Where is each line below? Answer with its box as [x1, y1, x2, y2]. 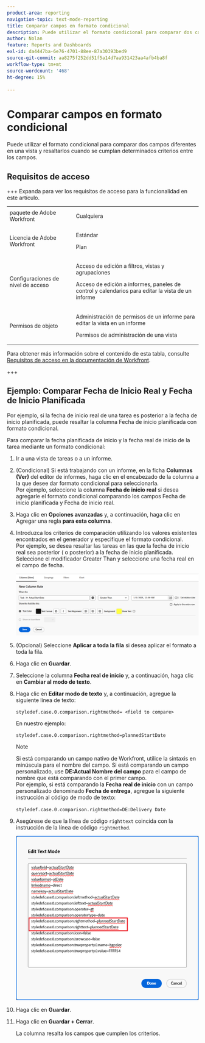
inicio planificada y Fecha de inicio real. [15, 499, 115, 506]
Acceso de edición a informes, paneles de [75, 281, 181, 288]
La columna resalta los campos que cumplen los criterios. [15, 1030, 161, 1037]
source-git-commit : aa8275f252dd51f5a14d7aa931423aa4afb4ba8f [7, 55, 168, 61]
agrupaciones [75, 269, 111, 276]
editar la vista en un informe [75, 319, 146, 326]
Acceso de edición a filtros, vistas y [75, 262, 165, 270]
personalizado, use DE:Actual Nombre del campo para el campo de [15, 767, 187, 775]
